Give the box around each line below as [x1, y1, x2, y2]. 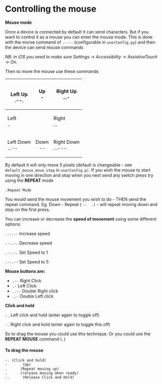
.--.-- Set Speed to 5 [5, 259, 49, 264]
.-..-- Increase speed [5, 230, 50, 236]
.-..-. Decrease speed [5, 240, 52, 246]
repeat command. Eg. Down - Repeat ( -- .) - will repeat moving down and [5, 201, 158, 207]
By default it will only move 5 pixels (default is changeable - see [5, 162, 132, 168]
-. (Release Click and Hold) [5, 375, 75, 380]
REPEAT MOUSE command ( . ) [5, 336, 66, 342]
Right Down [53, 139, 80, 145]
